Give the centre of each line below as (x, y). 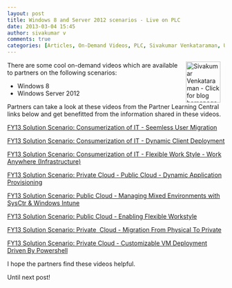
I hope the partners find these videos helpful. (71, 264)
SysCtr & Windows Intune (43, 203)
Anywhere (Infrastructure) (44, 162)
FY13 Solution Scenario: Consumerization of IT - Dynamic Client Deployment (116, 141)
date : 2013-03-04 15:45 (41, 26)
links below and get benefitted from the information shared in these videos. (114, 114)
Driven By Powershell (38, 250)
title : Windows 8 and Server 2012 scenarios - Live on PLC (94, 20)
